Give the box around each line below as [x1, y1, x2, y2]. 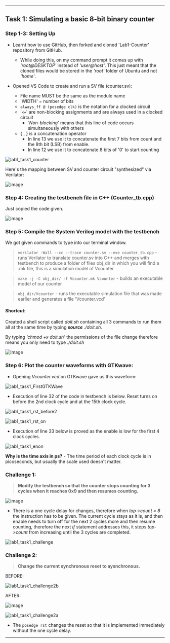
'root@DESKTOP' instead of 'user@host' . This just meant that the [20, 62, 157, 68]
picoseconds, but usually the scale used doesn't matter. [5, 458, 122, 465]
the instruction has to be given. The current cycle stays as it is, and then [12, 513, 163, 519]
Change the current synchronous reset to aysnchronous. [17, 563, 140, 569]
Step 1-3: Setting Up [5, 30, 56, 37]
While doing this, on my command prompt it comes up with [20, 57, 143, 63]
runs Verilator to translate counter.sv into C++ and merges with [17, 255, 149, 261]
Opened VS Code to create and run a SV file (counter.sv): [12, 83, 133, 89]
